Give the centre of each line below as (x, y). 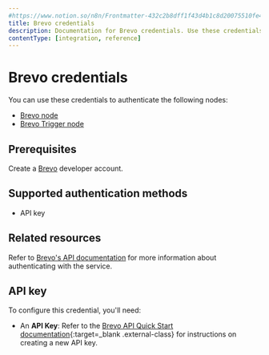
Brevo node (39, 115)
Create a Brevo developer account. (66, 168)
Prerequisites (42, 149)
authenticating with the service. (60, 266)
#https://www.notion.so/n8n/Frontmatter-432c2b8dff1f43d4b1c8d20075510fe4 (136, 16)
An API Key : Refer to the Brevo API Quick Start (96, 326)
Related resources (55, 238)
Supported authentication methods (98, 194)
